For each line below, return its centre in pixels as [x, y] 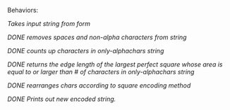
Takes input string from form [49, 23]
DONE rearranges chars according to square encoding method [99, 85]
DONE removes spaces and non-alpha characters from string [97, 37]
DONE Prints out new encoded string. [62, 99]
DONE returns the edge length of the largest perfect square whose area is [115, 64]
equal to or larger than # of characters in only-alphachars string [101, 72]
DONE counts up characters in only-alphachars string [86, 51]
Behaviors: [23, 10]
